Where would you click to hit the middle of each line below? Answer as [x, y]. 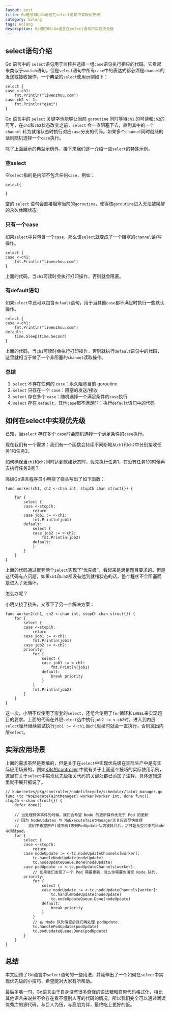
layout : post [19, 10]
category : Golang [24, 19]
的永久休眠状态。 [23, 210]
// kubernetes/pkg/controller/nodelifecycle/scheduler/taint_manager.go [84, 792]
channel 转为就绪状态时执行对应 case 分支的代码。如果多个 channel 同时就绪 [82, 131]
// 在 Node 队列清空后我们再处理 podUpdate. [76, 922]
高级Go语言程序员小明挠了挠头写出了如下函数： [55, 479]
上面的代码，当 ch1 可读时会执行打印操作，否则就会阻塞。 [64, 276]
